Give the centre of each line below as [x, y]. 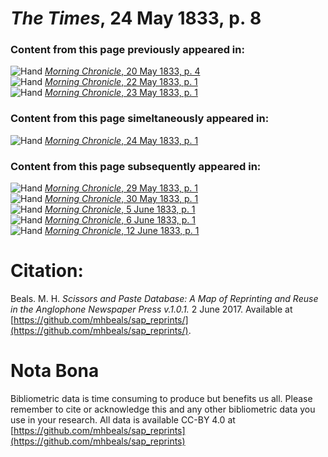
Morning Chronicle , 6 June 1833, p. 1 [120, 220]
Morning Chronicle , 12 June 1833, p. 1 [122, 231]
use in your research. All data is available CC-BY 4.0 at [123, 419]
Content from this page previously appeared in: [127, 50]
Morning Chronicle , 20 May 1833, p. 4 [122, 71]
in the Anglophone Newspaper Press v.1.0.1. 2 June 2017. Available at [151, 309]
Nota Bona [55, 371]
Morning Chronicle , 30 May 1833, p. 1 [121, 199]
